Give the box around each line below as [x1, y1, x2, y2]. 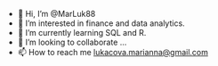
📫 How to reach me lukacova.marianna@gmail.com [17, 47, 209, 57]
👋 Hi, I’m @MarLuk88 [17, 9, 96, 19]
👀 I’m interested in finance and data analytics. [17, 18, 185, 29]
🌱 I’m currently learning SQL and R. [17, 28, 147, 37]
